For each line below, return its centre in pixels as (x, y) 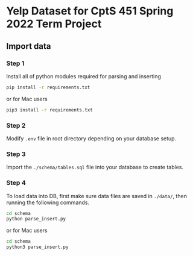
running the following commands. (48, 202)
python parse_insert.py (36, 219)
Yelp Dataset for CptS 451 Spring (90, 11)
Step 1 (15, 63)
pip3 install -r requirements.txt (50, 110)
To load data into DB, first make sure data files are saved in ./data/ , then (96, 196)
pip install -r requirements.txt (48, 87)
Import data (29, 46)
